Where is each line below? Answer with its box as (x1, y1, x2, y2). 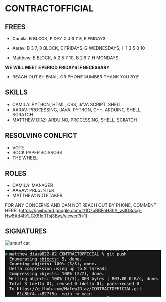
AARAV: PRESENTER (12, 188, 54, 193)
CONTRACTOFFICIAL (5, 3, 94, 14)
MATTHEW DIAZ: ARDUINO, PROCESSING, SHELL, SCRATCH (12, 117, 137, 123)
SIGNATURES (5, 227, 47, 235)
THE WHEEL (12, 155, 38, 161)
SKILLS (5, 88, 28, 97)
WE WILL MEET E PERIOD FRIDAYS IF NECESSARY (5, 65, 110, 70)
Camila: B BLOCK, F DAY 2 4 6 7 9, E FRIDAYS (12, 36, 106, 41)
